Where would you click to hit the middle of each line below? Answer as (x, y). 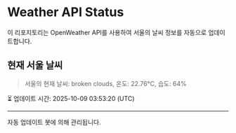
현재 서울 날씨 (35, 65)
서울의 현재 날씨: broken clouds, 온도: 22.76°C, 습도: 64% (106, 83)
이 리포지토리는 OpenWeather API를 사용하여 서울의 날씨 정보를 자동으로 (107, 32)
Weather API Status (66, 12)
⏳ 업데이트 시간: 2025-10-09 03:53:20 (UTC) (71, 98)
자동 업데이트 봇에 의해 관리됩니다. (54, 122)
